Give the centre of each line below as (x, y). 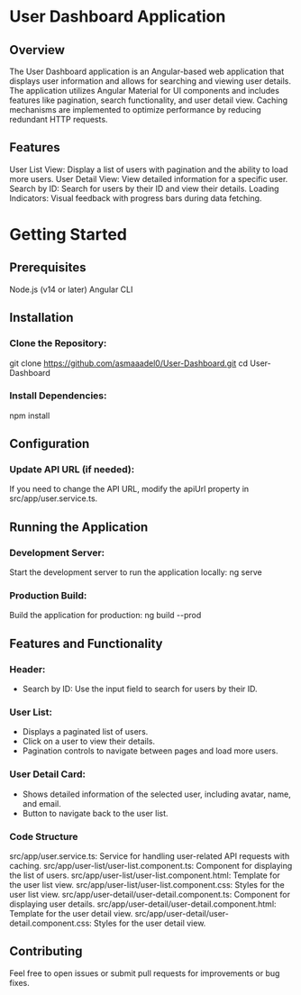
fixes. (19, 982)
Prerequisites (48, 268)
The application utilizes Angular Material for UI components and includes (144, 91)
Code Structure (44, 836)
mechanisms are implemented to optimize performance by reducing (135, 110)
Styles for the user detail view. (150, 923)
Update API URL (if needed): (72, 470)
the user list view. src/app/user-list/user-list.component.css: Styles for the (147, 885)
